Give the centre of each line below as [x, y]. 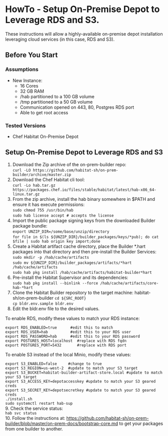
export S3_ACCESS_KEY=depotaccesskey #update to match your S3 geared [80, 381]
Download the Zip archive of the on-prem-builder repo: [69, 164]
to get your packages [141, 423]
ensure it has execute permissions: [48, 204]
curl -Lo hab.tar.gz [34, 185]
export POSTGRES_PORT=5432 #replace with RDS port [66, 345]
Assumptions [22, 69]
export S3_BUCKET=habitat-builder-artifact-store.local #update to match [84, 373]
